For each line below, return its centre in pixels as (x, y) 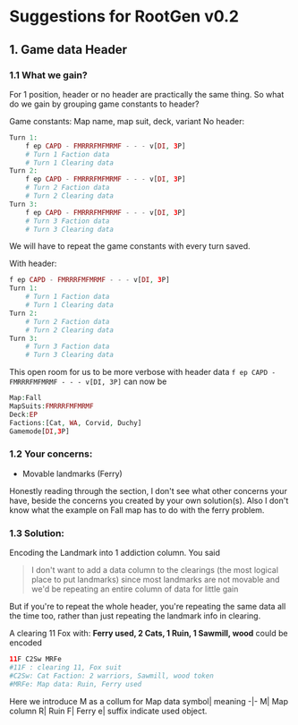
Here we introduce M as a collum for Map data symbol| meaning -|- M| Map (149, 701)
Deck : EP (24, 414)
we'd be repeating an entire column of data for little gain (135, 589)
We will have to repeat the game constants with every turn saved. (130, 246)
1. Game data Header (68, 50)
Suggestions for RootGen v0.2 (124, 17)
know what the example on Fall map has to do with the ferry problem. (137, 510)
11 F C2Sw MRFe (36, 660)
